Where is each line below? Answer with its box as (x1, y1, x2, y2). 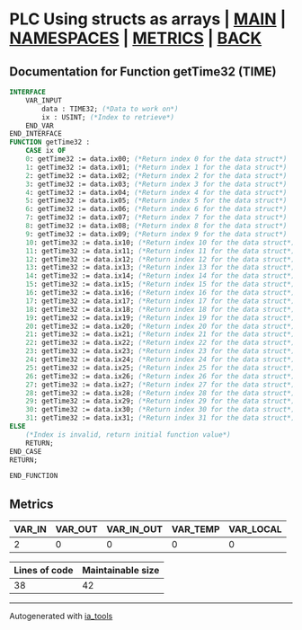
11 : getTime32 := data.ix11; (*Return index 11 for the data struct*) (25, 246, 296, 255)
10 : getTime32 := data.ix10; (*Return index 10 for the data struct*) (25, 238, 296, 247)
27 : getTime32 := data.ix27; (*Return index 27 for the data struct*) (25, 380, 296, 389)
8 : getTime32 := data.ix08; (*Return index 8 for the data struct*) (25, 221, 288, 230)
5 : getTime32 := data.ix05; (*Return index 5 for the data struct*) (25, 196, 288, 206)
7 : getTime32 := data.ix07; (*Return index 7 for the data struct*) (25, 213, 288, 222)
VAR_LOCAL (228, 523, 282, 536)
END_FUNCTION (9, 472, 58, 481)
